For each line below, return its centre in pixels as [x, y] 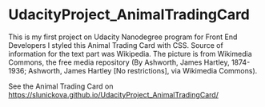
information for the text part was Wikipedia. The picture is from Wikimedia [130, 53]
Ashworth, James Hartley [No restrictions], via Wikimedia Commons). [143, 70]
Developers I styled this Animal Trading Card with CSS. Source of [116, 45]
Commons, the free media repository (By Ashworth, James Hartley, [119, 62]
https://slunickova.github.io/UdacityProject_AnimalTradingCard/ [113, 94]
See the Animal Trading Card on [61, 86]
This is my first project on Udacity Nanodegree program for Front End [123, 37]
